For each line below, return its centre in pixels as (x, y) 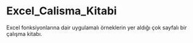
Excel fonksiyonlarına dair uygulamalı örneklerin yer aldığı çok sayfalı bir (96, 27)
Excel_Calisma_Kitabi (61, 11)
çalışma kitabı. (24, 33)
